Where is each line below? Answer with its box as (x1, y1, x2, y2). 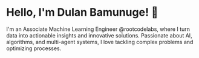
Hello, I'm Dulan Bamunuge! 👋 (6, 5, 158, 19)
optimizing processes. (6, 45, 62, 52)
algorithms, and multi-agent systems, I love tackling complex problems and (6, 38, 194, 45)
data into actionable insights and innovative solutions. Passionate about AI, (6, 31, 192, 39)
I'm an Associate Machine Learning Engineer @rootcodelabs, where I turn (6, 25, 191, 33)
